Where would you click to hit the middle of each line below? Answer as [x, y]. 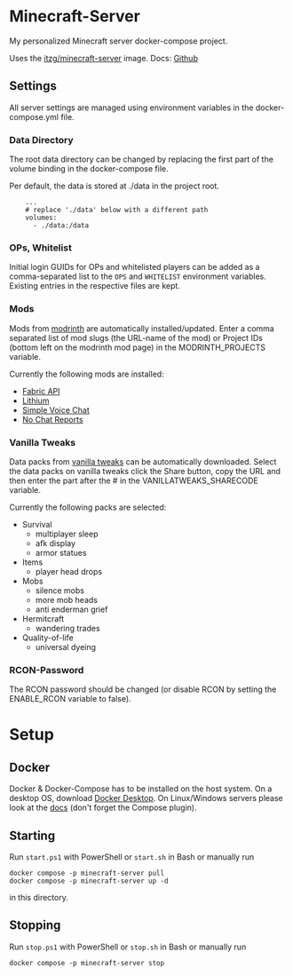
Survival [37, 524]
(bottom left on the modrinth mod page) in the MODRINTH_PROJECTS [138, 347]
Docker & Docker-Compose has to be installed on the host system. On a [141, 789]
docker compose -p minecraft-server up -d [89, 881]
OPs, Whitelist [41, 248]
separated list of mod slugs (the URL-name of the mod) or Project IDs [136, 337]
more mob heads [66, 599]
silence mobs [59, 590]
